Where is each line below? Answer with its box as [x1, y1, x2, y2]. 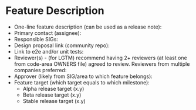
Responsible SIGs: [13, 36, 58, 42]
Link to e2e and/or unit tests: [13, 48, 84, 55]
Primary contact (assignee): [13, 29, 82, 36]
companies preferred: [13, 66, 67, 73]
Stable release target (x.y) [22, 97, 86, 104]
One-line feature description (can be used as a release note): [13, 23, 162, 30]
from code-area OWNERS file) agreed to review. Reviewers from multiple [13, 60, 190, 68]
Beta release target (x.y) [22, 91, 82, 98]
